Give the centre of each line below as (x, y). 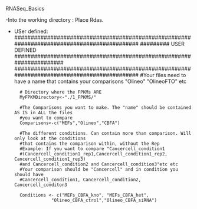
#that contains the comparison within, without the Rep (90, 144)
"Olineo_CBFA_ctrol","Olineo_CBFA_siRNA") (104, 200)
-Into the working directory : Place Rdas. (55, 20)
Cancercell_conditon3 (40, 185)
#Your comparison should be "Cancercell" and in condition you (99, 170)
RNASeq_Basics (25, 9)
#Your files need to (163, 75)
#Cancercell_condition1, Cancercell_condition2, (81, 180)
